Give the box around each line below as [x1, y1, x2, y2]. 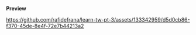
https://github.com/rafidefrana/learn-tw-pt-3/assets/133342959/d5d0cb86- [6, 16, 190, 23]
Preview [6, 5, 26, 12]
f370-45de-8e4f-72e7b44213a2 [6, 23, 84, 29]
